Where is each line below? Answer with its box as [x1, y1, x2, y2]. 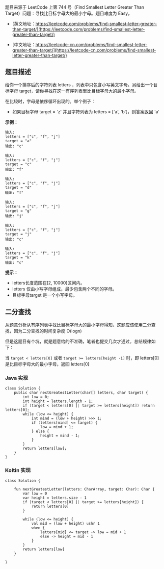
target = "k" [5, 255, 32, 260]
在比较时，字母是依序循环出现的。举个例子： [5, 98, 96, 104]
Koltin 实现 [5, 466, 31, 473]
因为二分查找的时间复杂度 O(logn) [13, 328, 82, 334]
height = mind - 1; [40, 433, 80, 438]
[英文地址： [12, 21, 36, 26]
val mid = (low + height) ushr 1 [31, 521, 100, 526]
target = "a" [5, 138, 32, 143]
